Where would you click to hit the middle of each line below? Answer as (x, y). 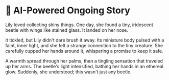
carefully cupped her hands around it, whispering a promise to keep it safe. (84, 51)
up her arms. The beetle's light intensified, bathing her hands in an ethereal (84, 66)
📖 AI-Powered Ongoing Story (68, 11)
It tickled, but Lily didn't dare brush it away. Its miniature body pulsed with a (85, 40)
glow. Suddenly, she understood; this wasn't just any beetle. (68, 72)
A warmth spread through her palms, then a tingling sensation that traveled (84, 61)
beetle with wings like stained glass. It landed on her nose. (67, 30)
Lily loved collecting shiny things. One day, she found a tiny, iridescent (79, 25)
